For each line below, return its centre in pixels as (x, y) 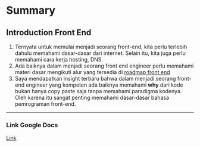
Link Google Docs (32, 125)
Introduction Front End (49, 33)
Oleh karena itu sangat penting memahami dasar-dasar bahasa (92, 97)
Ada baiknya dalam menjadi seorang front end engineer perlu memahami (104, 66)
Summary (31, 10)
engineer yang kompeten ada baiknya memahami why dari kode (104, 85)
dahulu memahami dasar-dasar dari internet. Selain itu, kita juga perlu (100, 53)
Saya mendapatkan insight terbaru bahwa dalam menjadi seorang (95, 79)
